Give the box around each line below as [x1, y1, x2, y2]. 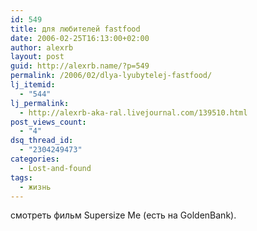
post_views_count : [10, 117, 87, 127]
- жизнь [19, 182, 52, 192]
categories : [10, 154, 60, 164]
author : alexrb [10, 42, 74, 53]
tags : [10, 172, 33, 183]
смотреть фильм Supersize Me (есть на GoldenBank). [10, 209, 237, 221]
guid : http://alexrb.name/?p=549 [10, 61, 150, 71]
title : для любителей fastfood [10, 24, 141, 34]
